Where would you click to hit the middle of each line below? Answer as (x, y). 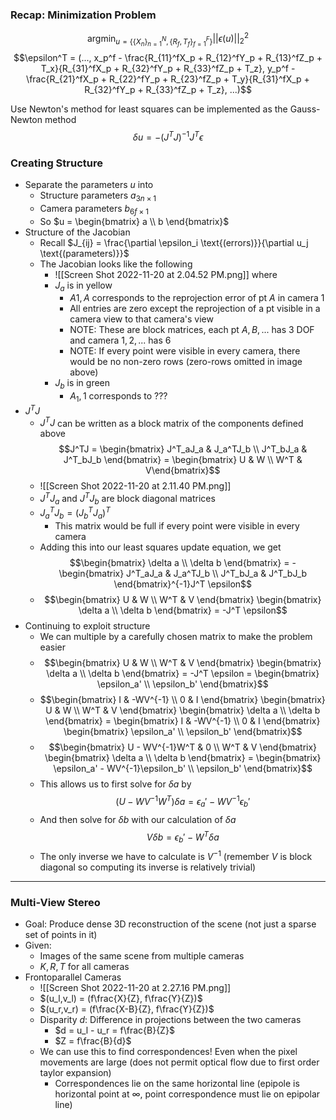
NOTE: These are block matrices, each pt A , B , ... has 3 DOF (192, 330)
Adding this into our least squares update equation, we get (160, 547)
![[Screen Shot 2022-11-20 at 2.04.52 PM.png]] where (166, 274)
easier (52, 647)
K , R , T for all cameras (84, 967)
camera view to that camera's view (141, 319)
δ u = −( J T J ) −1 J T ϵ (168, 136)
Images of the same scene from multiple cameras (142, 956)
